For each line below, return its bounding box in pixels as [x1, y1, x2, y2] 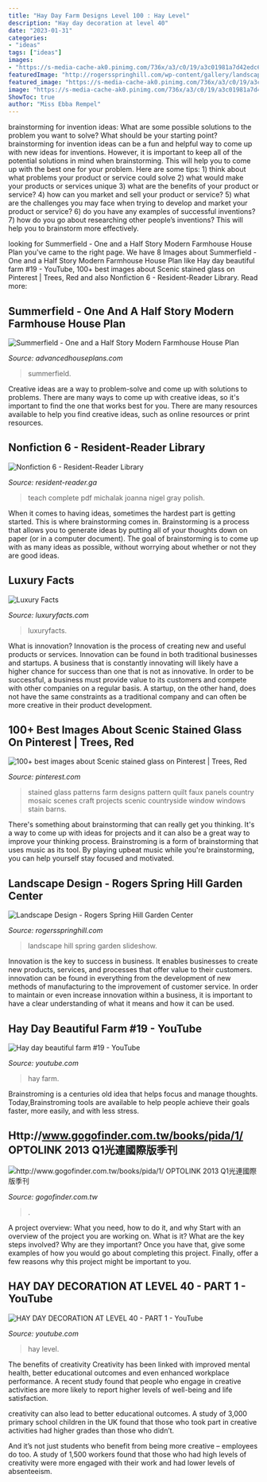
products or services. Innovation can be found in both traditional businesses [8, 649, 258, 659]
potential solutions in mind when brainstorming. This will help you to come [8, 156, 251, 165]
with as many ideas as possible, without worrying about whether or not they [8, 542, 257, 551]
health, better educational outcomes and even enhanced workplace [8, 1367, 230, 1377]
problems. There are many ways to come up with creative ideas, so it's [8, 392, 240, 402]
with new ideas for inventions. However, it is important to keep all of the [8, 148, 242, 158]
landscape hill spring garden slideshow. [27, 941, 157, 951]
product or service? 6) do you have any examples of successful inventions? [8, 207, 256, 216]
